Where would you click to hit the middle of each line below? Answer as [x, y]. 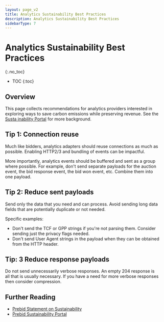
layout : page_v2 [22, 10]
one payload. [18, 176]
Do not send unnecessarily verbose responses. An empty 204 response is [80, 271]
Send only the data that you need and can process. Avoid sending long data [82, 204]
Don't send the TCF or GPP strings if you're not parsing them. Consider [84, 228]
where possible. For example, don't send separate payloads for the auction [81, 166]
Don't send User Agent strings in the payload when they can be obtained [86, 238]
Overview [20, 97]
